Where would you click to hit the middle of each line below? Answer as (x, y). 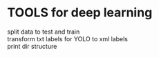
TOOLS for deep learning (80, 13)
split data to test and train (44, 32)
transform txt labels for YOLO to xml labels (67, 38)
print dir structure (32, 46)
